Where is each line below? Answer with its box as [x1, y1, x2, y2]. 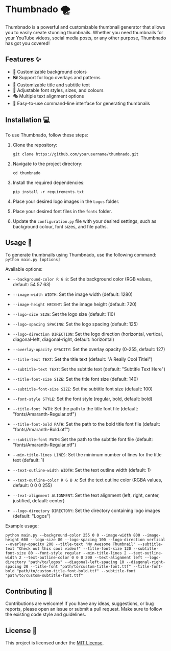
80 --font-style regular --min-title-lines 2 [28, 551, 127, 556]
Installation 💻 [5, 115, 51, 125]
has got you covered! [5, 40, 50, 46]
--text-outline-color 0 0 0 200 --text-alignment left [23, 555, 143, 561]
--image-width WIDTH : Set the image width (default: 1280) [12, 291, 133, 297]
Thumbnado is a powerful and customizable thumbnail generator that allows [5, 24, 165, 30]
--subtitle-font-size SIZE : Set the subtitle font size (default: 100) [12, 386, 153, 392]
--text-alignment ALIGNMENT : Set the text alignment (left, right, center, [12, 492, 160, 498]
